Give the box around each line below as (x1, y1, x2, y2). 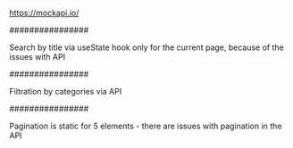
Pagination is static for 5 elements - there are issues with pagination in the (9, 120, 282, 131)
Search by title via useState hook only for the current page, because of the (9, 42, 284, 53)
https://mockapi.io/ (9, 8, 80, 18)
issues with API (9, 52, 65, 62)
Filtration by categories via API (9, 86, 122, 96)
